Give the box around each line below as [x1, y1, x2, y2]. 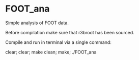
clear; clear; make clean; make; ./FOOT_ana [5, 49, 97, 55]
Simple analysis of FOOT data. [5, 20, 69, 26]
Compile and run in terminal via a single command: [5, 39, 112, 45]
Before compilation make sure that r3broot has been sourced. [5, 29, 134, 35]
